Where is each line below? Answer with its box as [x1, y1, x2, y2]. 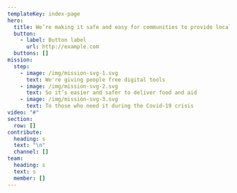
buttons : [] [13, 50, 49, 57]
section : [7, 115, 33, 122]
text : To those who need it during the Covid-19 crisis [25, 103, 194, 110]
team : [7, 155, 23, 163]
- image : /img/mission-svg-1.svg [20, 69, 119, 76]
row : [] [13, 122, 37, 129]
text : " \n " [13, 142, 46, 149]
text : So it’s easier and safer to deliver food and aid [25, 89, 197, 96]
